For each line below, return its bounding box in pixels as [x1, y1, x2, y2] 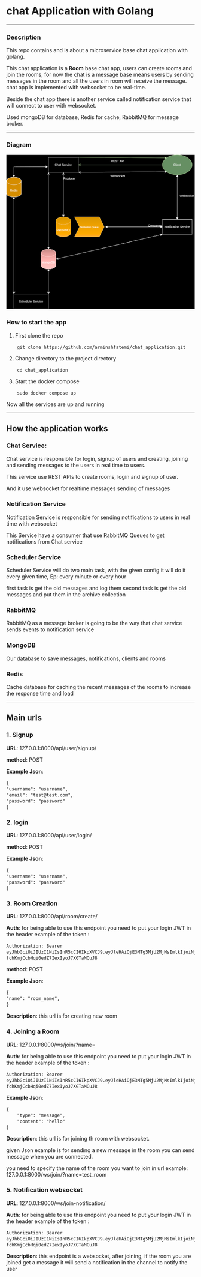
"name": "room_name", [6, 996, 60, 1002]
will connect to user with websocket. [6, 102, 97, 109]
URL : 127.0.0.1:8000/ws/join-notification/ [6, 1200, 106, 1207]
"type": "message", [17, 1112, 66, 1118]
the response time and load [6, 690, 74, 697]
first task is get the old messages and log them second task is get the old [6, 584, 187, 592]
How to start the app [6, 318, 67, 327]
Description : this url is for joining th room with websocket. [6, 1135, 150, 1142]
